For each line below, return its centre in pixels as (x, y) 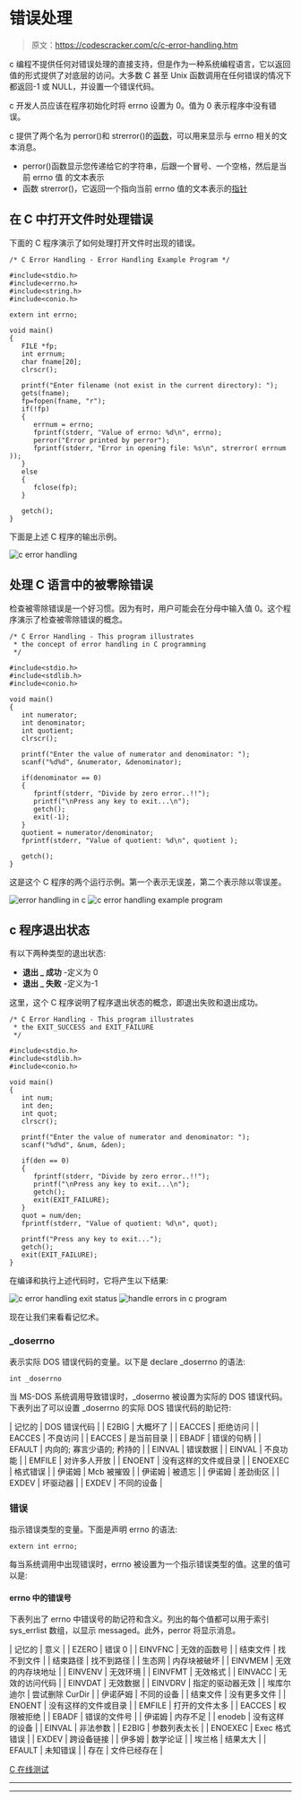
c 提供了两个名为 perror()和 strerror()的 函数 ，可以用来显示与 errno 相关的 (145, 135)
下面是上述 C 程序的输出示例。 (66, 536)
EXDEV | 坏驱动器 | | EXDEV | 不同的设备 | (86, 1483)
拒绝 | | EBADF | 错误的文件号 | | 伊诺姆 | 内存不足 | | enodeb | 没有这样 (155, 1717)
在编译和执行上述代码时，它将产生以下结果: (89, 1281)
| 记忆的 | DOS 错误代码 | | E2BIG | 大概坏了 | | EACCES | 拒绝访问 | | (134, 1426)
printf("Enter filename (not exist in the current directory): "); (150, 385)
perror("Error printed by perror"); (101, 440)
